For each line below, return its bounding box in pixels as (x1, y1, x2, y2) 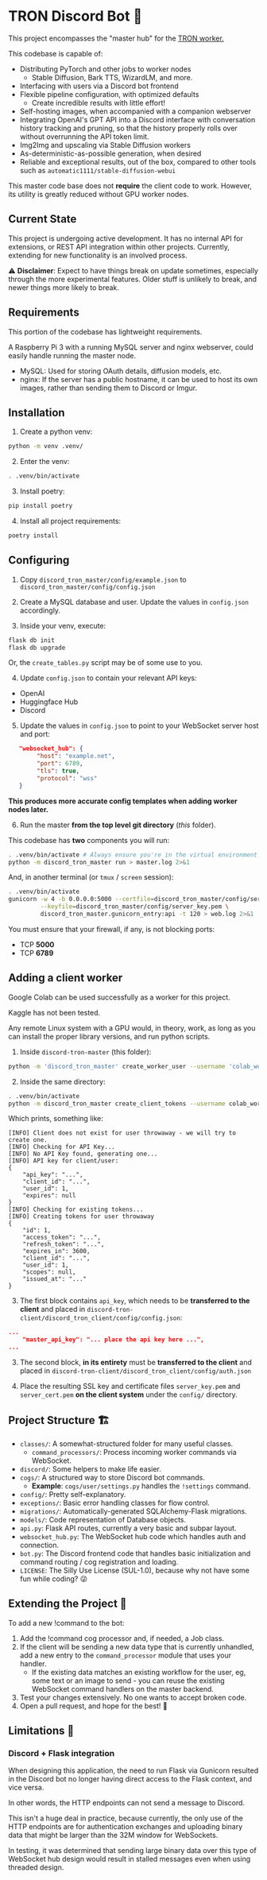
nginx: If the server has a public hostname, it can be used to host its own (19, 374, 258, 384)
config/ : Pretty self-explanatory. (19, 1489, 126, 1499)
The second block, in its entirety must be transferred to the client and (19, 1358, 253, 1367)
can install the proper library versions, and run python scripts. (8, 1031, 211, 1041)
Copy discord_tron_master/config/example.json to (19, 574, 187, 584)
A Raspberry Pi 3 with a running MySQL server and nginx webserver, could (8, 342, 254, 352)
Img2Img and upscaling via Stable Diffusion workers (19, 140, 191, 149)
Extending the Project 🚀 (8, 1597, 127, 1611)
